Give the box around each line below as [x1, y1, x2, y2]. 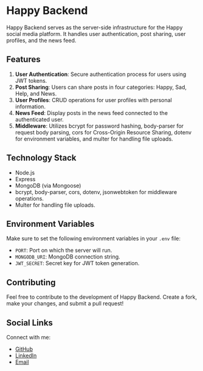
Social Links [6, 317, 53, 328]
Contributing [6, 277, 56, 288]
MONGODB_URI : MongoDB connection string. [15, 253, 120, 260]
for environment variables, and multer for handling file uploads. [15, 135, 173, 142]
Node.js [15, 168, 35, 176]
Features [6, 54, 41, 64]
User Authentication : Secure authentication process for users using [15, 71, 187, 78]
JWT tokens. [15, 77, 47, 84]
